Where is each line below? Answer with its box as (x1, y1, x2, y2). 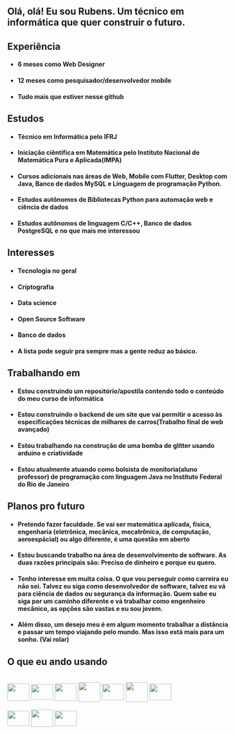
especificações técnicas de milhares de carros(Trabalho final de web (17, 418, 224, 426)
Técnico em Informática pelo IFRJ (17, 132, 118, 141)
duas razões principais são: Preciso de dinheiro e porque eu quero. (17, 558, 217, 567)
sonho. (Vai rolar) (17, 636, 69, 644)
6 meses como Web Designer (17, 60, 105, 69)
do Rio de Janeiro (17, 479, 69, 488)
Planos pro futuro (7, 501, 86, 513)
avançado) (17, 425, 50, 434)
